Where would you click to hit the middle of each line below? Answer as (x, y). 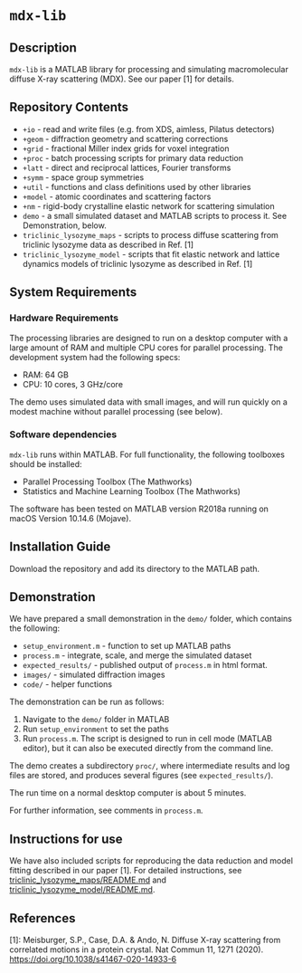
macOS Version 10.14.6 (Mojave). (71, 518)
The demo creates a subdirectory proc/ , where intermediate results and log (150, 766)
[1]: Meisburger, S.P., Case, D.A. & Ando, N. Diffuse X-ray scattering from (145, 940)
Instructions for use (66, 839)
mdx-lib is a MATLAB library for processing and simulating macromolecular (149, 69)
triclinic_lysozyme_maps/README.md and (88, 880)
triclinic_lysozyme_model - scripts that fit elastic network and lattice (151, 254)
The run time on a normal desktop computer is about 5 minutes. (128, 793)
